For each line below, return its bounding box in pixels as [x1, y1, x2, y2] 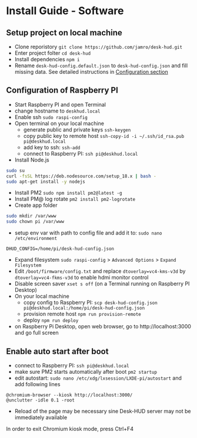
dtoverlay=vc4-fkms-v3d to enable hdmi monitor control [14, 274, 149, 281]
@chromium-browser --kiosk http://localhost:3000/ [6, 392, 133, 398]
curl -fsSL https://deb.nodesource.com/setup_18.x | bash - [6, 173, 157, 179]
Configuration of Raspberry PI [6, 85, 119, 95]
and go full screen [14, 329, 59, 337]
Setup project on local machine [6, 28, 122, 38]
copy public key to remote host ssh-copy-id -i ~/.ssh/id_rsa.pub [23, 132, 185, 139]
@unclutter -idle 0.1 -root [6, 397, 75, 403]
